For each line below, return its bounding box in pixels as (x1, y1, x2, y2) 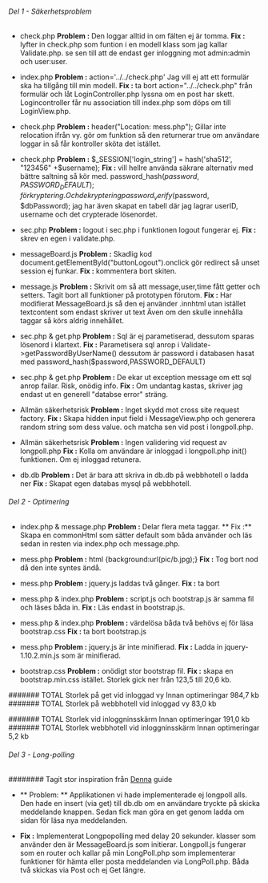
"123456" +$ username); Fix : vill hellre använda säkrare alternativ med (19, 163, 254, 172)
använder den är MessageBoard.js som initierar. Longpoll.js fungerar (19, 840, 246, 849)
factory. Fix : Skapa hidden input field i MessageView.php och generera (19, 413, 256, 423)
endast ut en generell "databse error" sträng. (19, 389, 168, 399)
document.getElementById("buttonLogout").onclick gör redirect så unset (19, 257, 260, 267)
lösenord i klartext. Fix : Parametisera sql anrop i (19, 339, 180, 349)
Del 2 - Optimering (8, 497, 70, 507)
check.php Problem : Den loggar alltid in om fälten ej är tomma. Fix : (19, 31, 246, 41)
